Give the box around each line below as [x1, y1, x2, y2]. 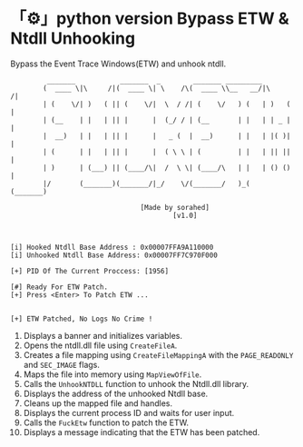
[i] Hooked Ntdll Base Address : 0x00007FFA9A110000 [10, 243, 214, 252]
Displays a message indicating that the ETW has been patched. [23, 426, 260, 437]
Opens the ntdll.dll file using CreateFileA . [23, 340, 178, 351]
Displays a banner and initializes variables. [23, 330, 182, 341]
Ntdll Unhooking [10, 28, 135, 49]
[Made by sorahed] [140, 203, 210, 212]
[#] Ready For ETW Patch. [10, 283, 108, 292]
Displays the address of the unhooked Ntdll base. [23, 388, 209, 399]
